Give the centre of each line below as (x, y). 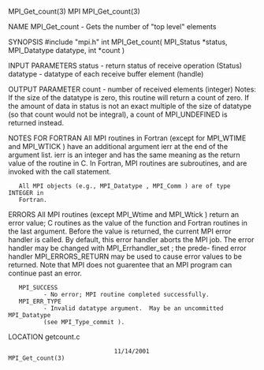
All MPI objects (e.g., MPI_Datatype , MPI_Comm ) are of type (125, 186)
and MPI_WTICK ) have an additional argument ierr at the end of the (118, 146)
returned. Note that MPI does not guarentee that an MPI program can (120, 265)
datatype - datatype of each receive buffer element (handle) (106, 74)
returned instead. (36, 123)
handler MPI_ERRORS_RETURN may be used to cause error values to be (125, 256)
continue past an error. (45, 273)
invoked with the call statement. (60, 172)
